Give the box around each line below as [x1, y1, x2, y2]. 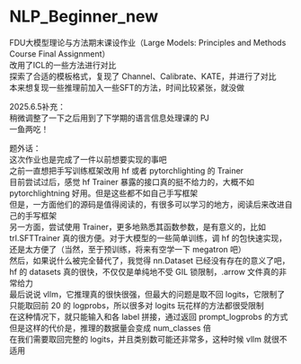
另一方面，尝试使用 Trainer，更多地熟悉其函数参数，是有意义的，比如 [9, 221, 267, 232]
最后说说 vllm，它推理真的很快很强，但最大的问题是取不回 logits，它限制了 [9, 289, 286, 299]
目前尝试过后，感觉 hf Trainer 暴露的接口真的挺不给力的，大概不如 [9, 176, 254, 187]
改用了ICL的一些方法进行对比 [9, 59, 117, 70]
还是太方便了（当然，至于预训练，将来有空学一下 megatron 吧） [9, 244, 247, 254]
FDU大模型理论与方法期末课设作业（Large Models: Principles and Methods [9, 37, 287, 48]
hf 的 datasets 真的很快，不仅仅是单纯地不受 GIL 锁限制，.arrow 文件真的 [9, 266, 279, 277]
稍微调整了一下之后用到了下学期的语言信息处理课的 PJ [9, 112, 209, 123]
